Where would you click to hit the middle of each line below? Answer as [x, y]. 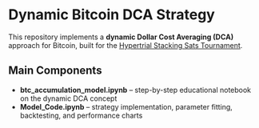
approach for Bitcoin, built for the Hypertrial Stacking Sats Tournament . [126, 45]
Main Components [55, 71]
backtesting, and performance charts [81, 115]
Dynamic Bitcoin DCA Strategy [112, 15]
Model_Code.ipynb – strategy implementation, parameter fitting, [126, 106]
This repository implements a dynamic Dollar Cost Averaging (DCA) [121, 37]
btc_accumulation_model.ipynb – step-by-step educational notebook [135, 90]
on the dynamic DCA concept [68, 98]
